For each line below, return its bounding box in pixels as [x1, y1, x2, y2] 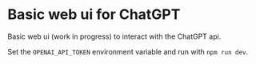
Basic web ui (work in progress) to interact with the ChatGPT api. [7, 32, 222, 41]
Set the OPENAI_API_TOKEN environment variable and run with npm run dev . [7, 47, 249, 56]
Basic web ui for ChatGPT [7, 6, 181, 24]
